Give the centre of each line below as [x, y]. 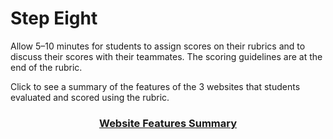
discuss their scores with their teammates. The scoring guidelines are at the [166, 56]
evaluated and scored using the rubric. [90, 97]
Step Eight [54, 18]
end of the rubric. [46, 67]
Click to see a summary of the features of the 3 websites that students [155, 86]
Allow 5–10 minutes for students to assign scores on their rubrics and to [158, 46]
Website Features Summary [168, 123]
